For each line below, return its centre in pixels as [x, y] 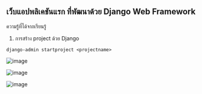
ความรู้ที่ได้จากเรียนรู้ [26, 26]
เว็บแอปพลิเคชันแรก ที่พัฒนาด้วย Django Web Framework [101, 12]
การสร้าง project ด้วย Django [47, 38]
